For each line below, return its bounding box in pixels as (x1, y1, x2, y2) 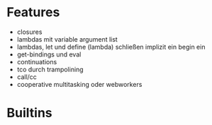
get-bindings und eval (16, 50, 82, 59)
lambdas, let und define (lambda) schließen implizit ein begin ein (16, 42, 206, 51)
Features (6, 4, 60, 20)
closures (16, 28, 43, 36)
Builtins (6, 105, 52, 121)
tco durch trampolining (16, 65, 84, 73)
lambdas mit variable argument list (16, 35, 118, 43)
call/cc (16, 72, 37, 81)
